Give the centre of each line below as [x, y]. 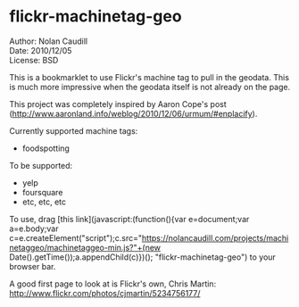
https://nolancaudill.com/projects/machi [215, 237]
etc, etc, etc [44, 202]
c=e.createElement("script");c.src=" [76, 237]
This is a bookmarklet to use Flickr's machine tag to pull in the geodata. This [149, 77]
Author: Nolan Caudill [48, 41]
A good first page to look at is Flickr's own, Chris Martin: [113, 284]
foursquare [42, 192]
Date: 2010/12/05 [41, 50]
